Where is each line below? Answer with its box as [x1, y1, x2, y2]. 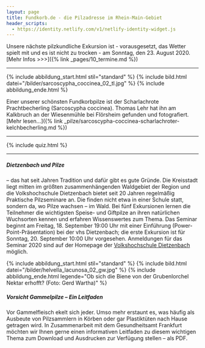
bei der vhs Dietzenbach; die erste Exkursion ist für [56, 228, 185, 236]
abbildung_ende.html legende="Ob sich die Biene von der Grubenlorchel [6, 273, 189, 280]
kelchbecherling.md [6, 124, 57, 131]
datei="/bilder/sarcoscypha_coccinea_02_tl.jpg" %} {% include [6, 80, 165, 87]
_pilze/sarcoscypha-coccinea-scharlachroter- [63, 117, 180, 125]
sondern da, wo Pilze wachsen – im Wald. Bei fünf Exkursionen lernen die [6, 203, 191, 210]
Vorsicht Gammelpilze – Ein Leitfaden [6, 293, 104, 300]
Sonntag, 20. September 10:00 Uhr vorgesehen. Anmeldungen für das [6, 235, 182, 242]
